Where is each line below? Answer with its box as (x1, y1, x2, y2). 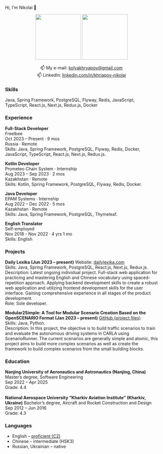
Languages (5, 422, 33, 429)
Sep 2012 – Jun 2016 (5, 405, 47, 411)
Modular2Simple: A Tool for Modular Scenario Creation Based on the (5, 309, 147, 315)
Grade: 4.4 (5, 385, 27, 390)
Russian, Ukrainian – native (12, 444, 66, 450)
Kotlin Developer (5, 161, 40, 166)
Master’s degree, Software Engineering (5, 374, 83, 380)
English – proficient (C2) (12, 433, 61, 439)
